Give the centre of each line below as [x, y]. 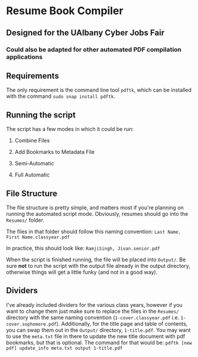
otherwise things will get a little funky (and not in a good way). [82, 272]
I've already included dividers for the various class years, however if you [95, 304]
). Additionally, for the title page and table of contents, [122, 323]
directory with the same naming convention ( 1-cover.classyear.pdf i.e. [93, 317]
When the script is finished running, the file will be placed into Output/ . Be [96, 259]
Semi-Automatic [34, 163]
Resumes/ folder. [25, 220]
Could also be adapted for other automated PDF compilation [94, 50]
